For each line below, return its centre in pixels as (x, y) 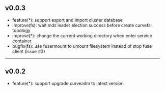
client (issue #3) (28, 51)
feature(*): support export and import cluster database (67, 20)
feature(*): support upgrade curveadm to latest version (68, 83)
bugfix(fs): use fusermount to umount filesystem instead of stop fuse (82, 46)
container (22, 41)
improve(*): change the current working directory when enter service (82, 35)
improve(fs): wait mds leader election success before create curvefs (81, 25)
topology (21, 30)
